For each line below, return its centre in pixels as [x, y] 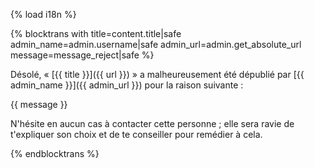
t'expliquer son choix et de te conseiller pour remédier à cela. [136, 134]
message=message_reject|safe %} [82, 55]
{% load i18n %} [43, 14]
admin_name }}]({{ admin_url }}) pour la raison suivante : [127, 85]
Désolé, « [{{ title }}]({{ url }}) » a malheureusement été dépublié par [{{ [157, 74]
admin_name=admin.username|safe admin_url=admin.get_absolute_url [156, 44]
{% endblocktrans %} [55, 153]
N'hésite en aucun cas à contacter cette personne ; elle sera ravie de [152, 123]
